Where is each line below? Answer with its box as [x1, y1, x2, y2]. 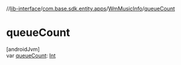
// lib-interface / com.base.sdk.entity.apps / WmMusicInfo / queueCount [6, 5, 175, 12]
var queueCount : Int [6, 52, 56, 59]
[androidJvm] [6, 45, 40, 52]
